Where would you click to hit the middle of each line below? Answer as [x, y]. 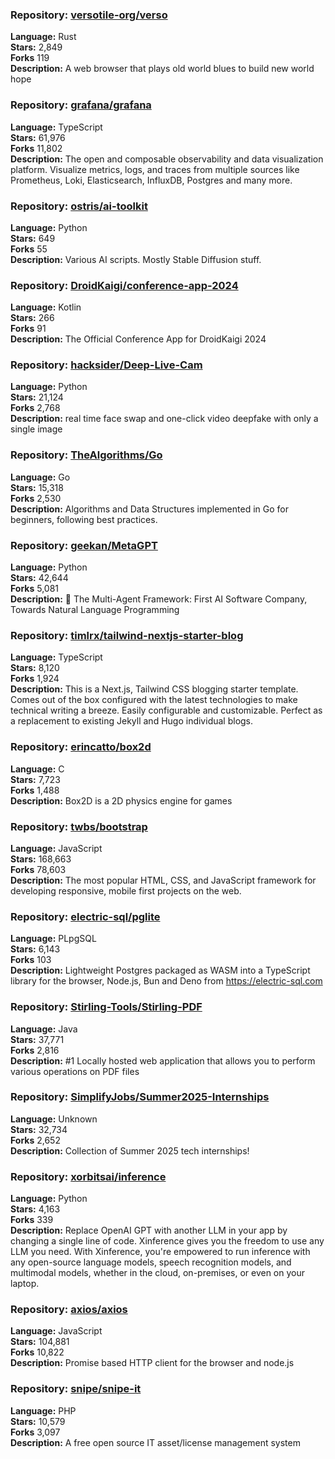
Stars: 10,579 [38, 1421]
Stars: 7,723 [35, 779]
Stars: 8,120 [35, 668]
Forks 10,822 [37, 1352]
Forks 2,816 [35, 1050]
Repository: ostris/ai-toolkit [79, 206]
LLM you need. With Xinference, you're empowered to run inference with [160, 1252]
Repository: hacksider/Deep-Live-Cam [106, 365]
